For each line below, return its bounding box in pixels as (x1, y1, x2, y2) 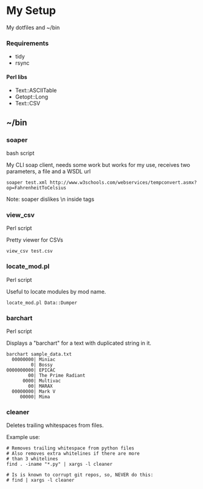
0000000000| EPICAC (6, 367, 56, 373)
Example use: (6, 434, 41, 441)
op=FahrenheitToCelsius (6, 185, 67, 191)
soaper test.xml (6, 180, 47, 186)
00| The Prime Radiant (28, 373, 86, 379)
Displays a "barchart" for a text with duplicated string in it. (6, 339, 152, 347)
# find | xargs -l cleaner (6, 477, 75, 484)
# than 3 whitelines (6, 456, 59, 462)
